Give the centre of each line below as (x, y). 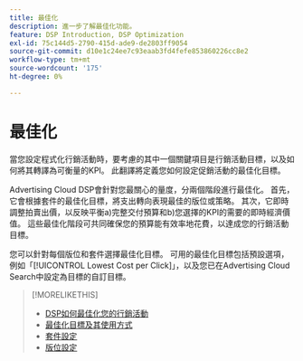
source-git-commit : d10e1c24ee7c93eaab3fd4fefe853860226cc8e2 (129, 52)
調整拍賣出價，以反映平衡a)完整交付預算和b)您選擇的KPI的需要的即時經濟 (146, 212)
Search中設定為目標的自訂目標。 (70, 276)
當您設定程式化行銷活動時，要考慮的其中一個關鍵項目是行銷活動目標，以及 (148, 158)
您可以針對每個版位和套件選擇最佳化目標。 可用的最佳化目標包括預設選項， (149, 253)
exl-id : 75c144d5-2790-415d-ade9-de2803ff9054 (99, 43)
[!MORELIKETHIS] (65, 294)
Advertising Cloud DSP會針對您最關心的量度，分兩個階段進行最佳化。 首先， (152, 189)
